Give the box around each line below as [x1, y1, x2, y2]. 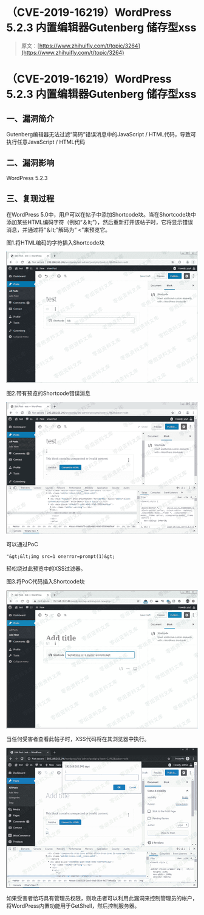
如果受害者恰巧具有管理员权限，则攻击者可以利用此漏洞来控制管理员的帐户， [6, 895, 198, 902]
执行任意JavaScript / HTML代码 [6, 138, 86, 145]
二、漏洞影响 [6, 158, 55, 168]
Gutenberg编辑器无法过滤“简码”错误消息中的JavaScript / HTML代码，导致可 [6, 130, 196, 137]
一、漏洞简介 [6, 113, 55, 124]
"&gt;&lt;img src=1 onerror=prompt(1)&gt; [6, 553, 115, 560]
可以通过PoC [6, 540, 38, 548]
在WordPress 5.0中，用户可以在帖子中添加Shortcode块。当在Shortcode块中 [6, 210, 196, 218]
